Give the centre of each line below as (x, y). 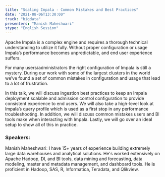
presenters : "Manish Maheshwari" (40, 24)
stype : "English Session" (32, 28)
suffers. (13, 58)
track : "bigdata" (23, 19)
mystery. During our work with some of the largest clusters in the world (78, 73)
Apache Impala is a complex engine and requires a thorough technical (76, 42)
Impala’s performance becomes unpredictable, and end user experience (79, 53)
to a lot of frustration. (27, 84)
